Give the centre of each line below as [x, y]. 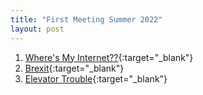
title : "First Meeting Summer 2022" [86, 19]
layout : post [37, 29]
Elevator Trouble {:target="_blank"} [96, 78]
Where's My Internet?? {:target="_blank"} [109, 57]
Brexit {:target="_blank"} [74, 68]
